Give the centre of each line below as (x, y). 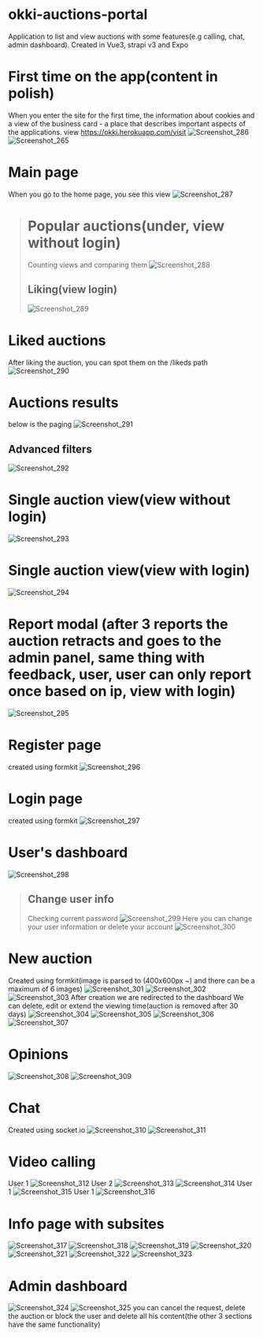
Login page (45, 799)
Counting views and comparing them (87, 264)
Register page (55, 745)
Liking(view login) (72, 290)
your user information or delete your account (100, 927)
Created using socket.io (47, 1129)
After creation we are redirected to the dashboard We (157, 997)
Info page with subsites (86, 1224)
